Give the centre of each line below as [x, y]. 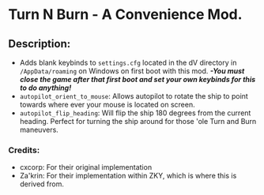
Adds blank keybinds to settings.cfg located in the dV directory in [128, 62]
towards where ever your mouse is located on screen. [107, 105]
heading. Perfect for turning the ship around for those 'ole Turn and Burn [138, 121]
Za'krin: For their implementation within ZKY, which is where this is [128, 176]
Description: [40, 44]
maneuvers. [39, 129]
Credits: [24, 150]
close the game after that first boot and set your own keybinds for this [138, 79]
